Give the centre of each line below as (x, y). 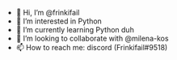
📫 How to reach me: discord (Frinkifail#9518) (92, 47)
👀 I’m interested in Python (59, 21)
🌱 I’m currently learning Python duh (75, 30)
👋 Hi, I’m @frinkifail (48, 13)
